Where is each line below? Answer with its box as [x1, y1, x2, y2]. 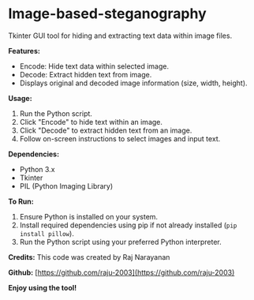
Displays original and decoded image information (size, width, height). [19, 78, 248, 88]
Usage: [8, 93, 33, 103]
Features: [8, 46, 41, 55]
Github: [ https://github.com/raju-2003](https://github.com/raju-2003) [8, 268, 235, 277]
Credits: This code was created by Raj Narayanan [8, 252, 170, 261]
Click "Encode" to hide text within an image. [19, 117, 163, 126]
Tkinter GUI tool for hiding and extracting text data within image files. [8, 31, 233, 40]
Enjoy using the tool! [8, 283, 77, 292]
